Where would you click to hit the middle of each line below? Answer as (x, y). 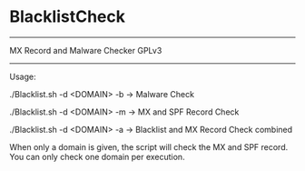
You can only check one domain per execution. (97, 156)
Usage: (23, 76)
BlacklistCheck (67, 17)
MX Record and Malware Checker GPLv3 (86, 50)
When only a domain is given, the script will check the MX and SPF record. (149, 146)
